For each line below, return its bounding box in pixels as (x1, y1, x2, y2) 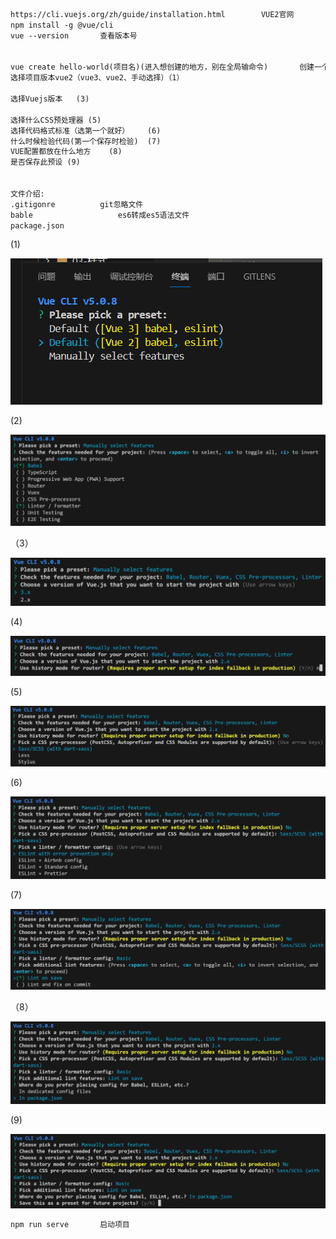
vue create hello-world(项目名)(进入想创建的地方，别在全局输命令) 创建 (10, 62, 315, 73)
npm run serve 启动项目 (10, 1219, 130, 1229)
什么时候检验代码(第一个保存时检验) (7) (10, 136, 162, 146)
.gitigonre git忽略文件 (10, 199, 144, 209)
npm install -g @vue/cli (10, 20, 114, 30)
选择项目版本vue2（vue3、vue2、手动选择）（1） (10, 73, 185, 83)
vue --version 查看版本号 (10, 30, 138, 41)
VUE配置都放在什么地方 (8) (10, 147, 123, 157)
